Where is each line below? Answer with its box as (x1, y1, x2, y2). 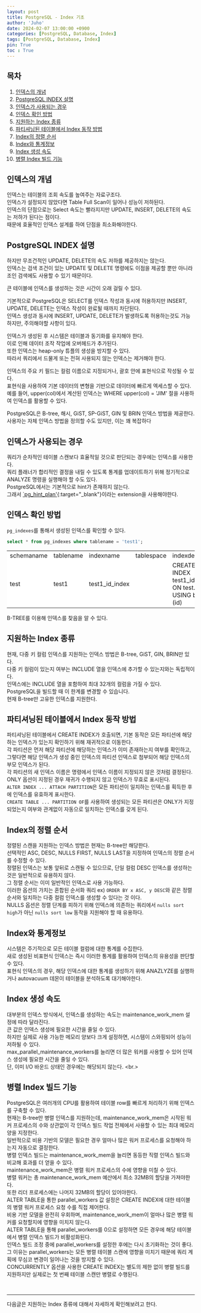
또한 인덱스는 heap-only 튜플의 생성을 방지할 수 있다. (7, 347, 131, 355)
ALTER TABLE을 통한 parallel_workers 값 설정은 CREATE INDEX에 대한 (7, 1196, 175, 1203)
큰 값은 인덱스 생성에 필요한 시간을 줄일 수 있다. (7, 1026, 117, 1033)
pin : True (7, 42, 32, 48)
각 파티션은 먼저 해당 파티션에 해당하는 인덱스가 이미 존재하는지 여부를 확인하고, (7, 746, 191, 753)
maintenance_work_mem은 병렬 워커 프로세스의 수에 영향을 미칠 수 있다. (7, 1166, 178, 1173)
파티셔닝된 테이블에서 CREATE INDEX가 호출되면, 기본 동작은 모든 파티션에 (7, 731, 181, 738)
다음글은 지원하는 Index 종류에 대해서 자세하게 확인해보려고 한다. (7, 1300, 157, 1308)
